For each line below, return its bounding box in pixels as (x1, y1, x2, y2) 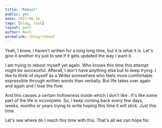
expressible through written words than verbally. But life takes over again (5, 77, 151, 83)
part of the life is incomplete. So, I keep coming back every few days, (5, 97, 144, 103)
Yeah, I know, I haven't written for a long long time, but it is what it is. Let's (5, 47, 153, 54)
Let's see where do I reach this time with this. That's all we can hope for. (5, 117, 150, 123)
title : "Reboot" (5, 7, 38, 12)
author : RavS (5, 30, 32, 35)
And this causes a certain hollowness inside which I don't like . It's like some (5, 92, 158, 98)
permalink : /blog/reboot (5, 35, 55, 39)
